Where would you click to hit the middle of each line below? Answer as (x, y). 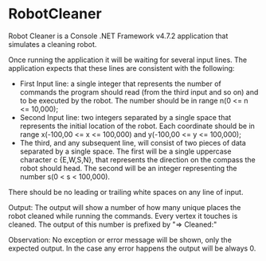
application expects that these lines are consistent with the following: (121, 68)
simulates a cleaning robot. (53, 44)
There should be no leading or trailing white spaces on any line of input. (126, 192)
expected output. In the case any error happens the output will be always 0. (132, 248)
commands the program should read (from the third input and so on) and (139, 92)
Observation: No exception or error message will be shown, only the (120, 240)
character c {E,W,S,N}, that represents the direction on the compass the (138, 159)
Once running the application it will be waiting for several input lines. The (128, 60)
